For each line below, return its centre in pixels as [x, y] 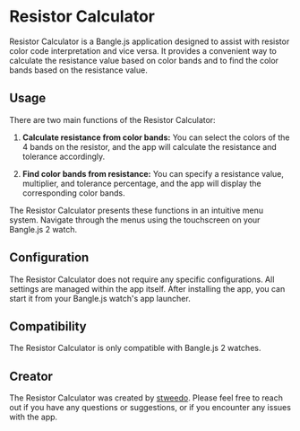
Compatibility [48, 326]
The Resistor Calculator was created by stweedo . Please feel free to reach [146, 398]
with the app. [34, 417]
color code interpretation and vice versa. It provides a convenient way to [143, 50]
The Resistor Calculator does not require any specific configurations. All [142, 279]
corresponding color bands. [73, 193]
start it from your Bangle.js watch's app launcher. [100, 298]
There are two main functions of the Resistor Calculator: [113, 119]
